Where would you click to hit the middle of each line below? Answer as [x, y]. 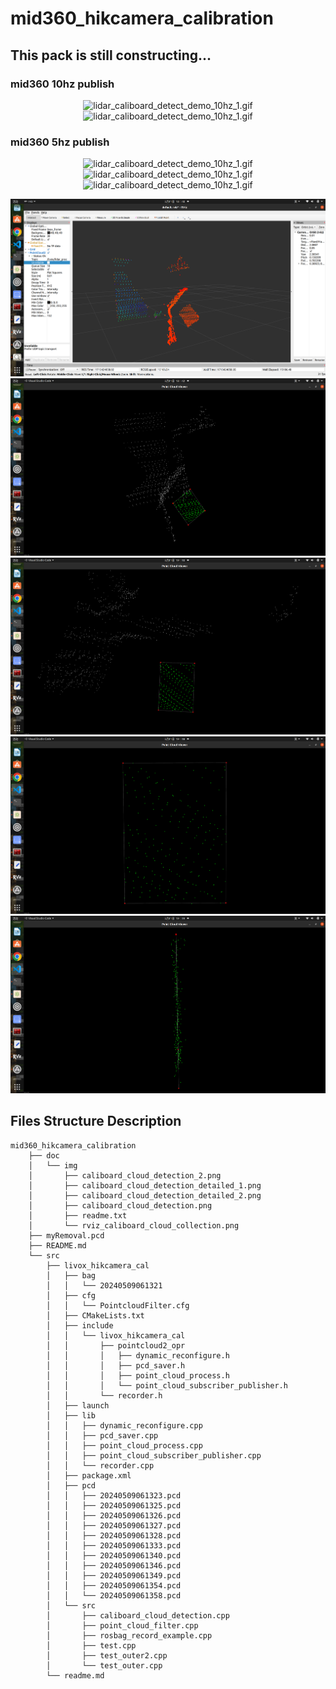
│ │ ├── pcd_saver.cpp [102, 1435]
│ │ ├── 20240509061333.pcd [114, 1545]
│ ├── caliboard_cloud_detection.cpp [138, 1615]
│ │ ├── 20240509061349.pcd [114, 1575]
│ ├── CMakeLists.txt [95, 1315]
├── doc [44, 1155]
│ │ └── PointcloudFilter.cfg [118, 1305]
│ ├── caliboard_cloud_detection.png [120, 1205]
